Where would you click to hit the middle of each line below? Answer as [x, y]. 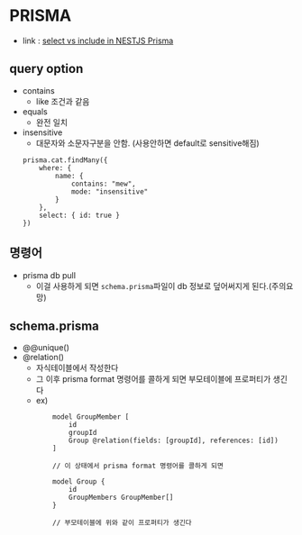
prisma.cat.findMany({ [65, 160]
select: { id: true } [79, 215]
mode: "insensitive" [110, 191]
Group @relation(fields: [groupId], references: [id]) [174, 441]
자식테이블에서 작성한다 [77, 368]
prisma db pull [49, 275]
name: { [69, 176]
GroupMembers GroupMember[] [121, 498]
